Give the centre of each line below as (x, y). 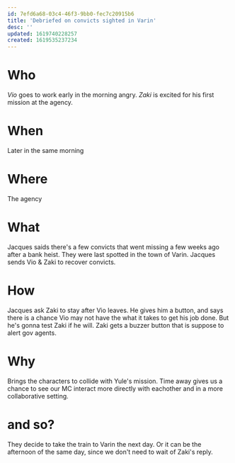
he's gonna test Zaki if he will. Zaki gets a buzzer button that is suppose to (116, 325)
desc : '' (20, 27)
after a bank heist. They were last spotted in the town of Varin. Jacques (111, 254)
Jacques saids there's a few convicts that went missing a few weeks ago (113, 247)
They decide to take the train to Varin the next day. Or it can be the (104, 444)
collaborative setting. (38, 396)
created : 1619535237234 (42, 40)
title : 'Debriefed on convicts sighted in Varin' (82, 21)
